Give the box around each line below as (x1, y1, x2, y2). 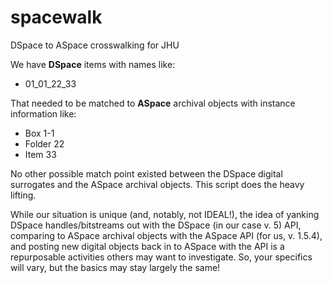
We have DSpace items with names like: (10, 58, 176, 70)
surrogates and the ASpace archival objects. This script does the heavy (10, 178, 305, 190)
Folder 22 (24, 137, 65, 150)
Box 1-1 (24, 127, 55, 139)
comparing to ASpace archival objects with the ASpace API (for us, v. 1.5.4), (10, 229, 323, 241)
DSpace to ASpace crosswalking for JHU (10, 39, 180, 51)
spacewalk (10, 6, 103, 29)
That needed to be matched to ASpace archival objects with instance (10, 97, 296, 109)
